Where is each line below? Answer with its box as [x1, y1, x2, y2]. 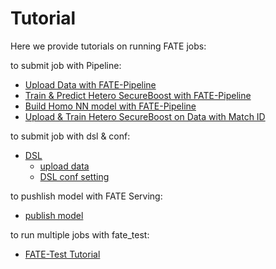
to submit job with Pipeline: [10, 59, 122, 71]
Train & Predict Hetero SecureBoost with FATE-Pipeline [24, 89, 252, 101]
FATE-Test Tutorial [24, 248, 101, 260]
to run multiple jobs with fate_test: [10, 228, 150, 241]
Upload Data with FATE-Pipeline [24, 78, 157, 91]
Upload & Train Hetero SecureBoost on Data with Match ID [24, 110, 266, 122]
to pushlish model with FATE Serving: [10, 190, 163, 202]
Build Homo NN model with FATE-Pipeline [24, 100, 197, 112]
